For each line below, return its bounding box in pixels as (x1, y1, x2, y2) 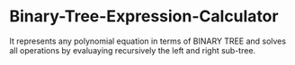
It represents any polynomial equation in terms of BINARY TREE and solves (9, 36, 286, 46)
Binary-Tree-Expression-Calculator (9, 6, 279, 27)
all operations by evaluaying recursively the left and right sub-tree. (9, 45, 256, 55)
